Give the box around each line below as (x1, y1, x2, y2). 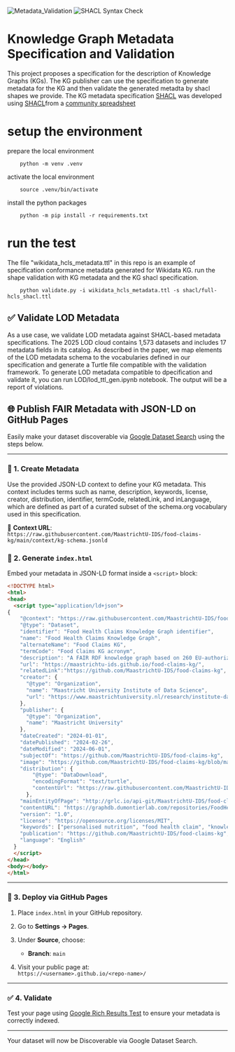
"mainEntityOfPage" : (20, 798, 80, 805)
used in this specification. (7, 510, 82, 518)
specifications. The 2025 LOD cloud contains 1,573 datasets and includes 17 (7, 338, 227, 346)
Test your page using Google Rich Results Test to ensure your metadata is (7, 1009, 220, 1017)
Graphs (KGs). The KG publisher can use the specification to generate (7, 76, 208, 85)
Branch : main (27, 949, 66, 957)
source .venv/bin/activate (20, 186, 99, 193)
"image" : (20, 758, 45, 765)
